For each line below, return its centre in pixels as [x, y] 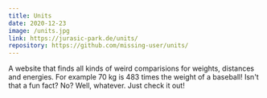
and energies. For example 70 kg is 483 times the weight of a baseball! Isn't [133, 77]
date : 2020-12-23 [37, 23]
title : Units [30, 16]
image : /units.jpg [39, 31]
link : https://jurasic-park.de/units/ [73, 38]
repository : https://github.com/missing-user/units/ [99, 46]
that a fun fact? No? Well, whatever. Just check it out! [97, 86]
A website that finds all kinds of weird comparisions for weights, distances [131, 68]
